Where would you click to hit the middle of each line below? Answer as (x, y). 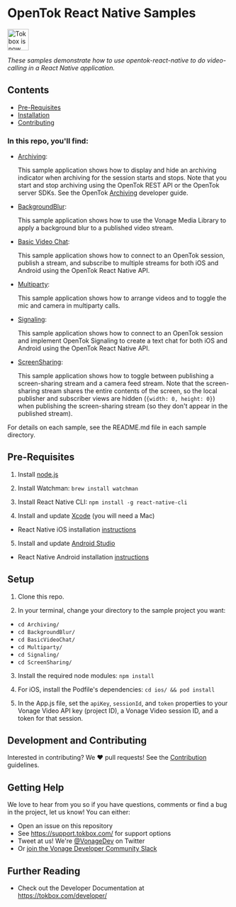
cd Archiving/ (38, 624)
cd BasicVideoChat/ (46, 640)
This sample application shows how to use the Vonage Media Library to (122, 220)
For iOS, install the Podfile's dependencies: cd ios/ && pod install (116, 689)
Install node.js (38, 474)
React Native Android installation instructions (83, 557)
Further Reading (44, 871)
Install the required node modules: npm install (86, 675)
